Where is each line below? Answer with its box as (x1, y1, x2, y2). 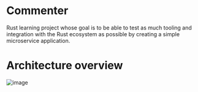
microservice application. (6, 37, 70, 44)
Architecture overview (6, 59, 123, 72)
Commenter (6, 4, 69, 18)
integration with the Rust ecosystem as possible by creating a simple (6, 30, 180, 37)
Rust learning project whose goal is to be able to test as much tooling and (6, 24, 192, 31)
